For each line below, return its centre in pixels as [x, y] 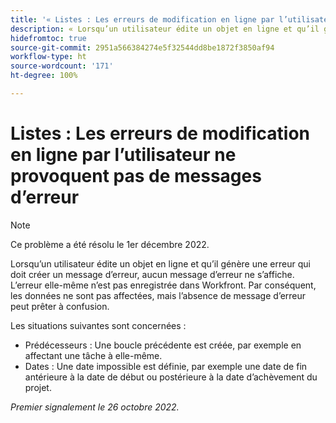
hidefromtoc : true [48, 38]
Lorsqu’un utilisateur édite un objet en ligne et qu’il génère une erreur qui [160, 263]
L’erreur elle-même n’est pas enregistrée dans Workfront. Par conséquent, [163, 285]
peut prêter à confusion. [60, 306]
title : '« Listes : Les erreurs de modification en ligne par [142, 19]
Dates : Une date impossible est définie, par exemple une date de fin [166, 366]
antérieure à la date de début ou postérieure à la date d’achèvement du [171, 377]
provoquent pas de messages [136, 176]
